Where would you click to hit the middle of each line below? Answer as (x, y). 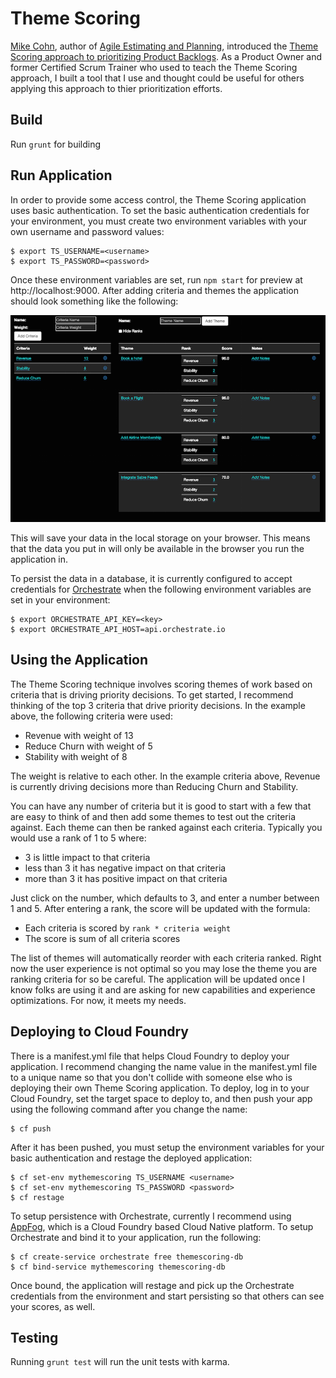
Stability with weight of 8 (76, 756)
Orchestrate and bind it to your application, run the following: (136, 1237)
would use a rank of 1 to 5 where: (78, 838)
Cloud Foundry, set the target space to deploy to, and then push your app (161, 1098)
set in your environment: (60, 599)
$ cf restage (37, 1197)
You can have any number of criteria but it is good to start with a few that (161, 806)
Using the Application (79, 660)
